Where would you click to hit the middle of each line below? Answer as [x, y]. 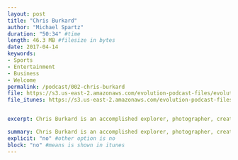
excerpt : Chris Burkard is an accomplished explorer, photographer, [110, 119]
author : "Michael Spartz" [45, 27]
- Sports [20, 60]
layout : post [27, 14]
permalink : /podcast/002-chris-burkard [66, 87]
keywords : [22, 54]
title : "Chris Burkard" [42, 21]
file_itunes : [27, 100]
